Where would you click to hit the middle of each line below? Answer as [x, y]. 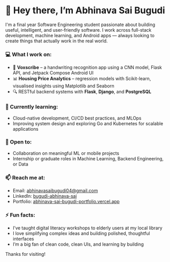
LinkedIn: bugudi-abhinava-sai [45, 196]
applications [25, 129]
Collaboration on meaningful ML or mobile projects [66, 153]
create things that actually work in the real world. [56, 41]
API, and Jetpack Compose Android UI [53, 73]
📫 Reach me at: [25, 177]
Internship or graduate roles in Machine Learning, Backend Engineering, [88, 158]
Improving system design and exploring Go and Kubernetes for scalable [88, 123]
